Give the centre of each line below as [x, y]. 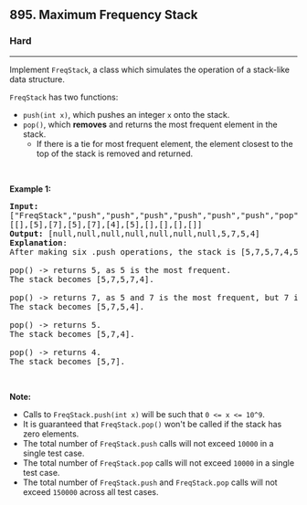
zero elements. [51, 434]
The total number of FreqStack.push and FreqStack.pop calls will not [150, 482]
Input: [24, 206]
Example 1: [31, 189]
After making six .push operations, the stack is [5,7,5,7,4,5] [157, 252]
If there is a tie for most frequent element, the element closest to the [165, 143]
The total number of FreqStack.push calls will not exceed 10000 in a [148, 443]
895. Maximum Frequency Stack [104, 15]
